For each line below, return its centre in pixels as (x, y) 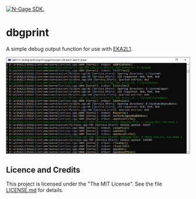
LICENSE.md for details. (35, 190)
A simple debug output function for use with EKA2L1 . (69, 49)
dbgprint (28, 33)
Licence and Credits (43, 170)
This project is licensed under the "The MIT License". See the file (84, 184)
